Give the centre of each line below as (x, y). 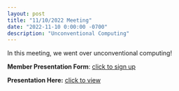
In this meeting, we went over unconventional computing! (90, 53)
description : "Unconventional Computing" (69, 33)
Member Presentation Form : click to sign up (72, 66)
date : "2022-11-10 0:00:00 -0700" (58, 27)
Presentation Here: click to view (54, 80)
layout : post (26, 14)
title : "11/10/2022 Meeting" (50, 20)
